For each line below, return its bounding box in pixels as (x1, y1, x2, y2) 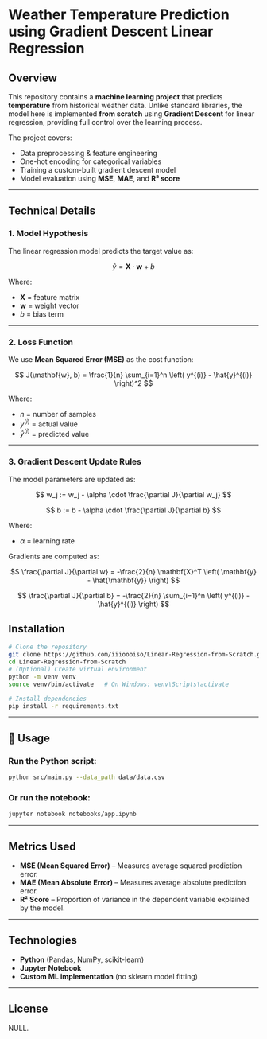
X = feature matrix (19, 292, 80, 302)
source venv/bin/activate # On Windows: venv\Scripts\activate (8, 680, 229, 688)
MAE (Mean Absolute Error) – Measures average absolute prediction (19, 878, 246, 887)
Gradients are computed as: (8, 551, 99, 561)
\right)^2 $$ (114, 378, 153, 387)
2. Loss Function (8, 337, 74, 348)
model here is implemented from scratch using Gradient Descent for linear (8, 109, 255, 119)
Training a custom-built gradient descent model (19, 165, 176, 174)
